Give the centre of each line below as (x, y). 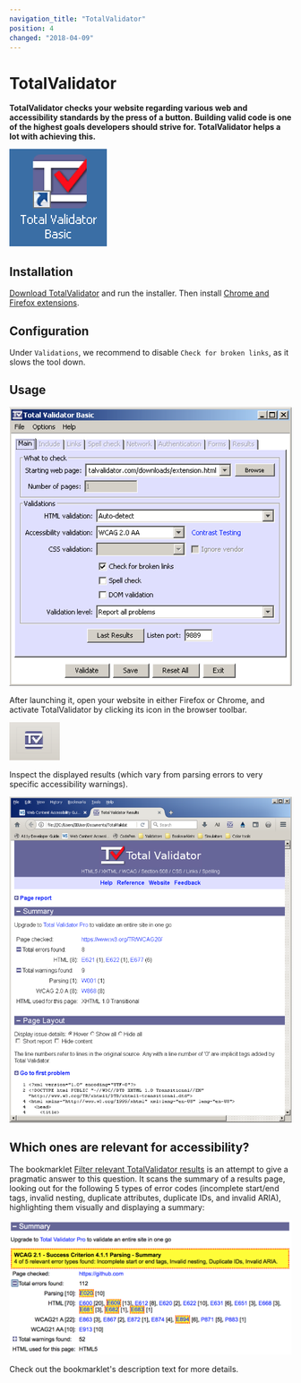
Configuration (49, 331)
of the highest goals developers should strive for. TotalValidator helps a (145, 127)
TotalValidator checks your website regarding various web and (129, 108)
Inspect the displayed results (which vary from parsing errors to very (136, 775)
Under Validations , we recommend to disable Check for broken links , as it (149, 352)
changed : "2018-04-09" (52, 38)
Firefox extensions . (44, 303)
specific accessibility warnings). (69, 785)
